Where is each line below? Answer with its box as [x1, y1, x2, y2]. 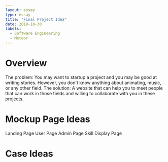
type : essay [5, 12, 30, 17]
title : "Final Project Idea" [5, 17, 67, 22]
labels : [5, 26, 22, 31]
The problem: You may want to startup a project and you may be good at [5, 74, 157, 80]
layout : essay [5, 7, 36, 13]
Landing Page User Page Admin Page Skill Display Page [5, 130, 122, 136]
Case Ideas [5, 148, 53, 159]
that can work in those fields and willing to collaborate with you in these [5, 90, 155, 96]
